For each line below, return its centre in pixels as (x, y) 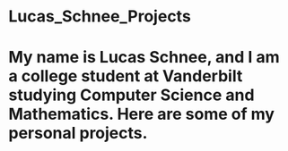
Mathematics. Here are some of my (142, 114)
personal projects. (78, 134)
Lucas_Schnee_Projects (100, 17)
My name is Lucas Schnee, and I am (144, 58)
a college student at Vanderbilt (126, 76)
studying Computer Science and (131, 95)
